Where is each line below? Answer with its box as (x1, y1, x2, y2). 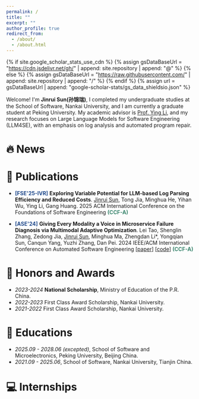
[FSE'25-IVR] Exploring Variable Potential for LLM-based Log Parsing (14, 190, 189, 197)
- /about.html (11, 42, 46, 48)
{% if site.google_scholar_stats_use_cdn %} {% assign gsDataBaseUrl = (6, 58, 182, 66)
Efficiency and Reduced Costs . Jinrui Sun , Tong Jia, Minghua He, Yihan (14, 196, 192, 203)
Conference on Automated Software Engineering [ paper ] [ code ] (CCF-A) (14, 245, 194, 253)
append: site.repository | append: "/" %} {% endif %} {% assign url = (6, 77, 175, 84)
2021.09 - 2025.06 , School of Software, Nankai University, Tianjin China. (14, 358, 193, 365)
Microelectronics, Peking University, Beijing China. (14, 352, 138, 359)
